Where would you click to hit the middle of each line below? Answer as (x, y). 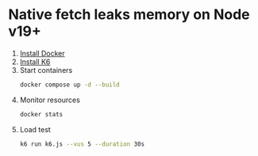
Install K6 (35, 62)
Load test (35, 129)
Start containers (46, 70)
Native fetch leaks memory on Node (129, 15)
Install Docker (42, 53)
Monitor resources (50, 100)
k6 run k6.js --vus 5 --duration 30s (82, 144)
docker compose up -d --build (70, 85)
